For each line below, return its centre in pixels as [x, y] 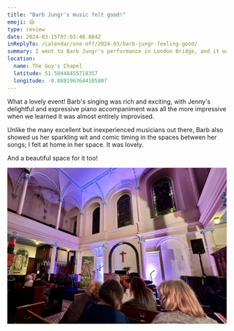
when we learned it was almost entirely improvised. [81, 116]
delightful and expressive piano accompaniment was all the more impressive [117, 108]
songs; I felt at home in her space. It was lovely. [76, 144]
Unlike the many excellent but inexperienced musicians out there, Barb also [115, 129]
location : [22, 59]
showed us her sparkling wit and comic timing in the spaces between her [112, 137]
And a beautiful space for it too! [53, 158]
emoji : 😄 [21, 22]
